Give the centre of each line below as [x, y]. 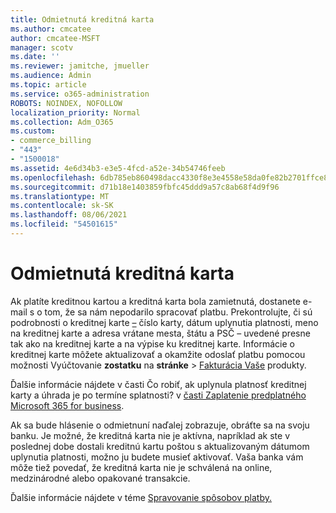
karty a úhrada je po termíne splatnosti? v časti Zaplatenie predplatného [158, 395]
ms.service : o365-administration [80, 94]
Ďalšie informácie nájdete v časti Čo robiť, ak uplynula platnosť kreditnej [158, 384]
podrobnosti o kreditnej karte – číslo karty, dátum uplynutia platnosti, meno [164, 322]
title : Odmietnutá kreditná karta [82, 19]
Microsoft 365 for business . [67, 405]
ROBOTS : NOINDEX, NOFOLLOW [66, 103]
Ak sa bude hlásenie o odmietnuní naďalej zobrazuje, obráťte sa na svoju [160, 425]
